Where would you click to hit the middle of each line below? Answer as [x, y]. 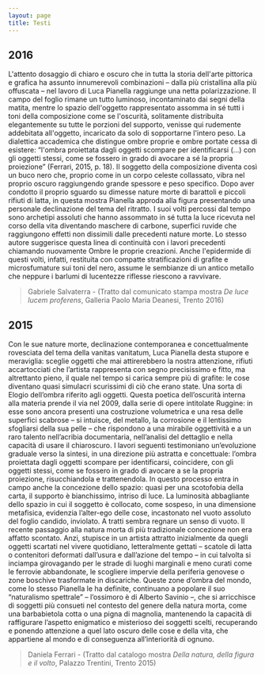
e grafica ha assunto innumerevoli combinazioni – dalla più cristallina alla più [132, 82]
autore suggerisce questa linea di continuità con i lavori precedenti [117, 243]
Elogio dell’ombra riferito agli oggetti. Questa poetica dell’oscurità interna [127, 395]
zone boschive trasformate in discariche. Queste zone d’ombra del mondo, [130, 581]
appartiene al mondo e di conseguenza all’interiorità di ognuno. [112, 639]
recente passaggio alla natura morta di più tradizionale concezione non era [130, 530]
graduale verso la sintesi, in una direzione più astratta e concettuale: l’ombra [132, 454]
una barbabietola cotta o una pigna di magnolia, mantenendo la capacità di [130, 614]
